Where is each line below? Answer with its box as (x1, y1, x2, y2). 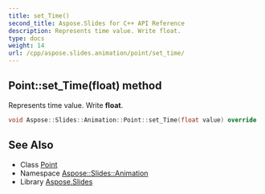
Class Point (19, 159, 58, 169)
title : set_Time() (8, 11, 70, 20)
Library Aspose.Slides (19, 176, 93, 186)
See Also (8, 138, 54, 152)
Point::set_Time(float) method (8, 79, 162, 93)
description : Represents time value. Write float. (8, 27, 181, 35)
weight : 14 (8, 42, 45, 50)
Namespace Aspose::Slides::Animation (19, 168, 149, 178)
